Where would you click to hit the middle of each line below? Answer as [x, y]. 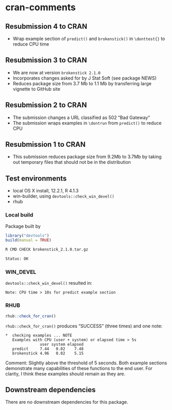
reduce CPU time [31, 44]
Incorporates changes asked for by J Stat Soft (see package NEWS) [84, 78]
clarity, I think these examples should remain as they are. [65, 374]
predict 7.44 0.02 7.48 [48, 349]
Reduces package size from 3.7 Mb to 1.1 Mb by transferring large [82, 83]
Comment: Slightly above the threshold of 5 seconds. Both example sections [86, 363]
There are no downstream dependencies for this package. [67, 402]
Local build [19, 215]
